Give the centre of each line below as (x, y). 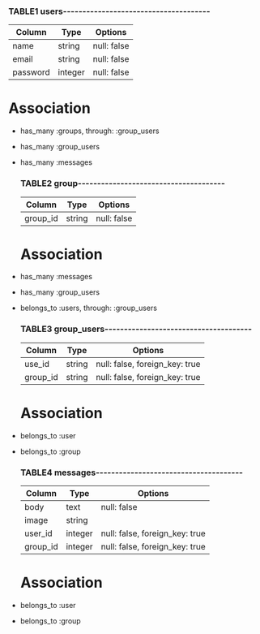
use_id (37, 364)
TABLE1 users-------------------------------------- (109, 11)
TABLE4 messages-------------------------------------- (131, 472)
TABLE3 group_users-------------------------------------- (136, 329)
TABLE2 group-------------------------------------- (122, 183)
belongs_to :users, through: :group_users (89, 308)
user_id (38, 533)
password (31, 72)
